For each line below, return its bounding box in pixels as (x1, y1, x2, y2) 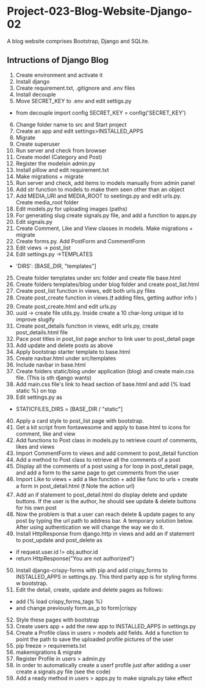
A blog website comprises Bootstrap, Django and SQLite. (7, 37, 150, 45)
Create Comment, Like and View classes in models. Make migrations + (15, 224, 193, 232)
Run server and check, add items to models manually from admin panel (15, 179, 195, 187)
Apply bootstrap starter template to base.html (15, 348, 131, 355)
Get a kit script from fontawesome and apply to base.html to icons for (15, 423, 191, 431)
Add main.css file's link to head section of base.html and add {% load (15, 380, 191, 388)
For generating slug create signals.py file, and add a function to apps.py (15, 212, 197, 219)
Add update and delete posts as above (15, 342, 113, 349)
